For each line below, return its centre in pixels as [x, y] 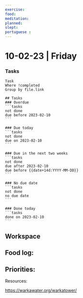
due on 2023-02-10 [23, 141]
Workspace [23, 236]
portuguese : [18, 32]
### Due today [19, 128]
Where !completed [22, 85]
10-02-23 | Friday [41, 56]
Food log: [19, 253]
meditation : [17, 18]
